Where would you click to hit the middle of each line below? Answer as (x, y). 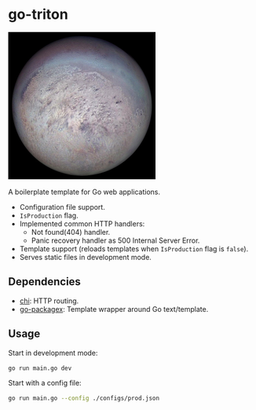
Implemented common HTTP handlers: (82, 223)
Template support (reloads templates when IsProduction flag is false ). (134, 248)
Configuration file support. (62, 207)
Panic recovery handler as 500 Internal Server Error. (115, 240)
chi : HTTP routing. (49, 301)
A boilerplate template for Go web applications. (84, 192)
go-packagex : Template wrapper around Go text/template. (114, 309)
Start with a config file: (45, 383)
